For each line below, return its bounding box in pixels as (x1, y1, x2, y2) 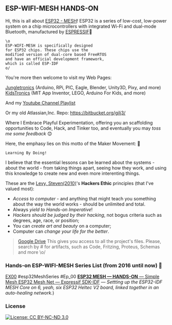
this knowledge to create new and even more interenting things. (5, 170, 140, 176)
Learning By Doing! (5, 150, 47, 155)
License (5, 302, 26, 310)
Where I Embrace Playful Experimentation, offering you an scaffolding (5, 119, 153, 126)
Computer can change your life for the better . (12, 228, 109, 234)
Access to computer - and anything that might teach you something (12, 195, 156, 201)
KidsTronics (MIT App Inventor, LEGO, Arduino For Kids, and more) (5, 90, 146, 96)
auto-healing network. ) (5, 290, 54, 296)
